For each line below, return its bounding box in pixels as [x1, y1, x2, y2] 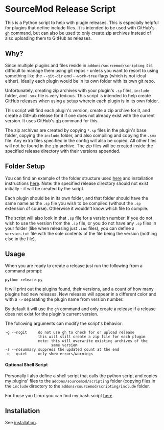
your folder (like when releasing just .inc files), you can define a [5, 225, 135, 231]
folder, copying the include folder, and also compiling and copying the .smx [5, 132, 157, 138]
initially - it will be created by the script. [5, 185, 85, 191]
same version [51, 343, 78, 348]
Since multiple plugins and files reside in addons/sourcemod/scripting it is [5, 62, 153, 68]
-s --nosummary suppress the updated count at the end [5, 347, 119, 352]
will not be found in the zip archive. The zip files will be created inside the [5, 143, 153, 149]
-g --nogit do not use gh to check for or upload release [5, 330, 135, 335]
